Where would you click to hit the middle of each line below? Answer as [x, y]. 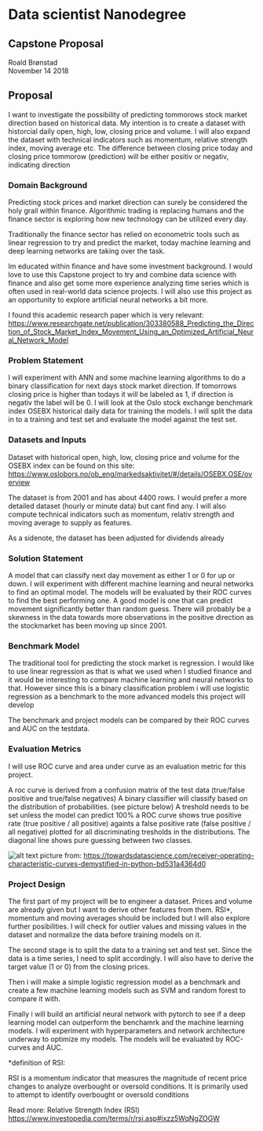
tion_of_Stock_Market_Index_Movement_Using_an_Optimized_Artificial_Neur [131, 332]
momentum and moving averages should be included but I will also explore [129, 918]
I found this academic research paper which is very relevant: [106, 315]
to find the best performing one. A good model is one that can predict [121, 601]
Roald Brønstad [33, 62]
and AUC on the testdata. [49, 729]
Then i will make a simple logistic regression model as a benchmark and [124, 981]
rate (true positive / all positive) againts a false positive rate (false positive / [130, 823]
